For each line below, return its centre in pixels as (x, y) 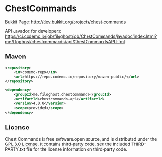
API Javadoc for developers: (33, 31)
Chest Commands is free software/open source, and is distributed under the (81, 139)
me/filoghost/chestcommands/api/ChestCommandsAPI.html (65, 41)
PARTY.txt (15, 149)
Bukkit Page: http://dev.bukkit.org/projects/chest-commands (66, 22)
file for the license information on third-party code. (76, 149)
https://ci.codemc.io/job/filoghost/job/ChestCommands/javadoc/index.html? (81, 36)
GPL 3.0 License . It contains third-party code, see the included (68, 144)
